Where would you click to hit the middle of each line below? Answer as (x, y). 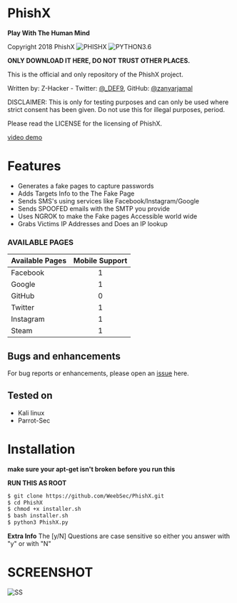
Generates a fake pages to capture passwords (86, 186)
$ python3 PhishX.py (38, 522)
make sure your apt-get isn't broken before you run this (91, 469)
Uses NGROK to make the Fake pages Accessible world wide (107, 216)
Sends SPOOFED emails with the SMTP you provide (94, 208)
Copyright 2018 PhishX (41, 46)
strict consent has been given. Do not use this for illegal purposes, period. (116, 109)
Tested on (30, 396)
